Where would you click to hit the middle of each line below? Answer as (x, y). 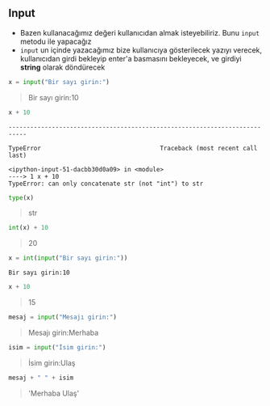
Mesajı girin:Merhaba (63, 332)
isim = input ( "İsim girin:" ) (57, 347)
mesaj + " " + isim (41, 378)
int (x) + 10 (28, 228)
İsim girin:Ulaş (52, 362)
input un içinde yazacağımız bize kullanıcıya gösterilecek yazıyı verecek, (141, 50)
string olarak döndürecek (62, 67)
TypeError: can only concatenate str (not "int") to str (106, 184)
